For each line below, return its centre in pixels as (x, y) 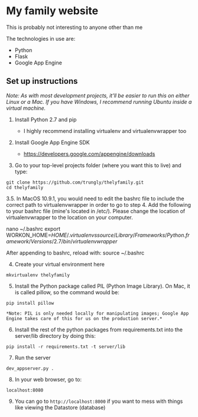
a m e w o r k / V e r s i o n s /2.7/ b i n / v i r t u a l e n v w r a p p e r (62, 241)
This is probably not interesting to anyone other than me (74, 27)
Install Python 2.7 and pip (46, 119)
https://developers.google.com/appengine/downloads (89, 154)
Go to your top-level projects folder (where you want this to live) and (98, 165)
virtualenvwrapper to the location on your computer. (69, 217)
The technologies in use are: (41, 38)
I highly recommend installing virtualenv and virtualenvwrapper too (105, 131)
